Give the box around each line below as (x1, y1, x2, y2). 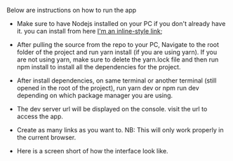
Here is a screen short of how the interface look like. (16, 147, 169, 155)
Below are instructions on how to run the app (6, 6, 137, 14)
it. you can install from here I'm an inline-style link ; (16, 27, 163, 35)
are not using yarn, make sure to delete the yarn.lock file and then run (16, 55, 219, 64)
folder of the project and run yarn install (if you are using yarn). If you (16, 48, 218, 56)
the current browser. (16, 133, 76, 141)
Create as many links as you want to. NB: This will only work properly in (16, 126, 224, 134)
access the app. (16, 112, 64, 120)
